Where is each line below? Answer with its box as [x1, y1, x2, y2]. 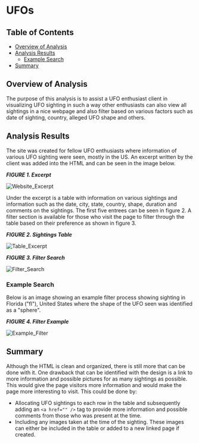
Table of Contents [6, 27, 74, 37]
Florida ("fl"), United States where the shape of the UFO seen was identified [6, 300, 192, 307]
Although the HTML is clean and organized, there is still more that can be [6, 362, 186, 369]
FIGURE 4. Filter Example [6, 318, 69, 325]
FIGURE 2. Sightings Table [6, 231, 73, 238]
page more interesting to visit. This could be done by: [6, 388, 137, 395]
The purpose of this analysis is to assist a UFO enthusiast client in [6, 95, 168, 102]
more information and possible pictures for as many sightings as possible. [6, 375, 188, 382]
